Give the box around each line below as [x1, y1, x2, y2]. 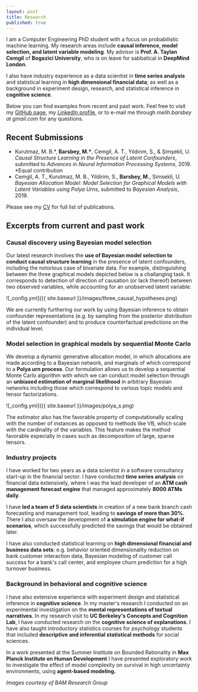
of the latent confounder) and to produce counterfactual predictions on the [6, 319, 189, 326]
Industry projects [6, 453, 57, 462]
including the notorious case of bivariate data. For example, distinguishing [6, 264, 186, 271]
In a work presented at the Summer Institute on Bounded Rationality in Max [6, 648, 189, 656]
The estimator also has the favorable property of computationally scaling [6, 414, 183, 421]
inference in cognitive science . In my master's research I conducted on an [6, 599, 188, 606]
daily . [6, 492, 21, 499]
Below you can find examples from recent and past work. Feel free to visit [6, 103, 186, 110]
